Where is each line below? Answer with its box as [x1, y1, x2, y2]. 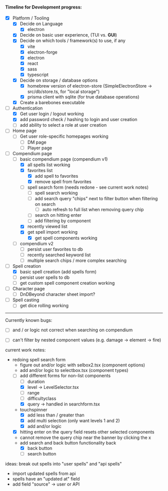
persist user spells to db [19, 274, 70, 280]
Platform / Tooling [12, 15, 49, 21]
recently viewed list [27, 223, 67, 230]
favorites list [27, 167, 53, 173]
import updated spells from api [12, 470, 76, 476]
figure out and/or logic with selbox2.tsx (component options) [19, 362, 145, 368]
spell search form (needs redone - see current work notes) [27, 184, 149, 190]
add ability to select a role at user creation [19, 122, 107, 128]
